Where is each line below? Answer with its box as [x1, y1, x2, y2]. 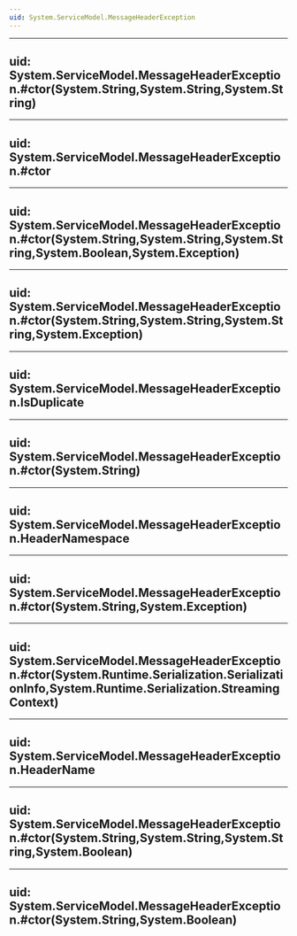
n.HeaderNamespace [9, 530, 130, 545]
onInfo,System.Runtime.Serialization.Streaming [9, 681, 280, 696]
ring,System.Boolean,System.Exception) [9, 245, 240, 260]
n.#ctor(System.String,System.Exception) [9, 599, 247, 614]
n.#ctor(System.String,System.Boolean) [9, 912, 237, 927]
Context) [9, 694, 59, 709]
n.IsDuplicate [9, 395, 85, 410]
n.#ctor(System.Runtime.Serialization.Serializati [9, 667, 284, 682]
